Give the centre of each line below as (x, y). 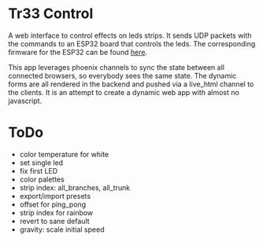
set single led (41, 163)
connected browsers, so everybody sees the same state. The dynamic (122, 75)
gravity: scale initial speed (62, 229)
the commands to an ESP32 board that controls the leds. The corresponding (132, 43)
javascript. (25, 101)
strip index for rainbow (56, 212)
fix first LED (39, 170)
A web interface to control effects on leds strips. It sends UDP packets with (130, 35)
